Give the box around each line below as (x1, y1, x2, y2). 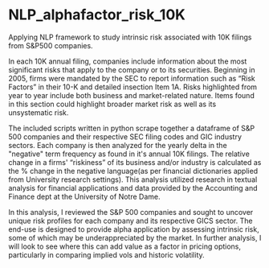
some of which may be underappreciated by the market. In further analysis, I (8, 233, 262, 242)
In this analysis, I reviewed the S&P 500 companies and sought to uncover (8, 207, 254, 216)
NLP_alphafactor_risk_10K (8, 6, 186, 24)
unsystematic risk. (8, 107, 69, 118)
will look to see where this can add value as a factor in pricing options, (8, 241, 242, 251)
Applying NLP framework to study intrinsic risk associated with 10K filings (8, 32, 252, 42)
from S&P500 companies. (8, 40, 94, 50)
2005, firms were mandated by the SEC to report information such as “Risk (8, 73, 255, 83)
